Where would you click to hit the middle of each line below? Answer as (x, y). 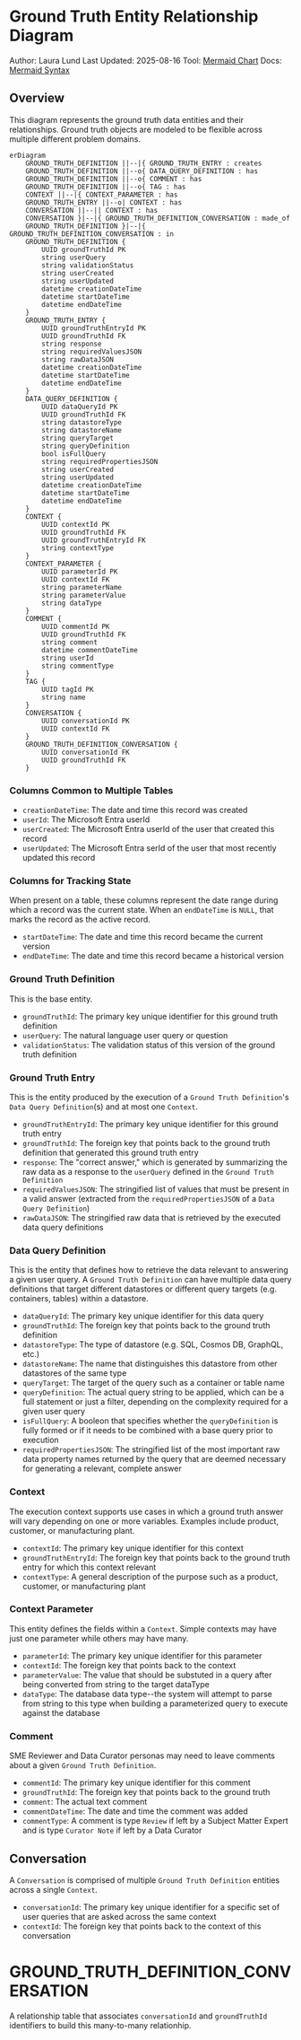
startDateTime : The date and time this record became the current (142, 937)
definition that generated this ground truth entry (110, 1152)
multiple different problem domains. (75, 139)
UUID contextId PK (76, 524)
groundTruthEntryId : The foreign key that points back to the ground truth (156, 1557)
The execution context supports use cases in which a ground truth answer (146, 1511)
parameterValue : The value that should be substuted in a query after (147, 1675)
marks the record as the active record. (80, 919)
